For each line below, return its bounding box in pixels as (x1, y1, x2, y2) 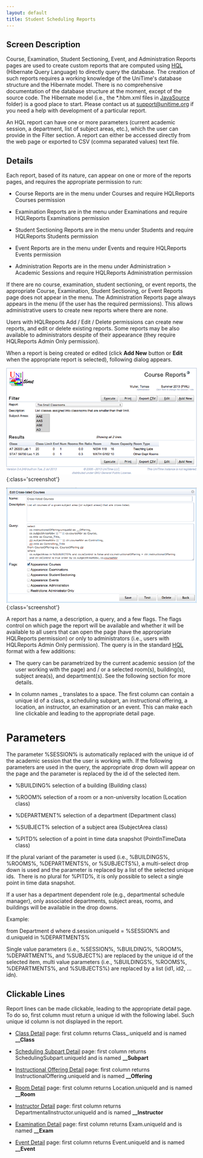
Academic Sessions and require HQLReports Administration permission (14, 269, 193, 276)
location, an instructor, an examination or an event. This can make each (14, 703, 193, 711)
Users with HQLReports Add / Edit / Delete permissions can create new (6, 318, 184, 326)
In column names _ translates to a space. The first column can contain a (14, 690, 195, 697)
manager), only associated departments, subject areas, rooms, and (6, 897, 173, 905)
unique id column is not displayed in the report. (6, 1018, 124, 1025)
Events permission (14, 251, 62, 258)
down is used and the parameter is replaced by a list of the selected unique (6, 866, 194, 874)
